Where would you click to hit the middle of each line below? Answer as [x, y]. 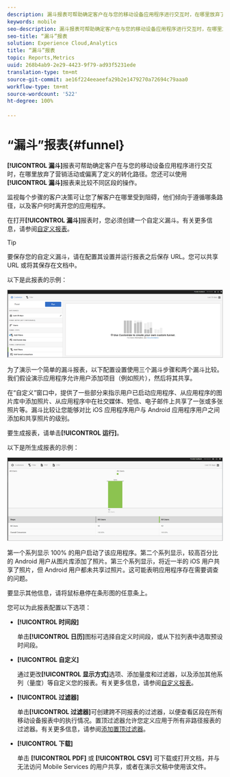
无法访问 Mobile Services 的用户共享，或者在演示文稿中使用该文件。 [113, 767]
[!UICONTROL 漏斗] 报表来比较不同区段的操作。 [74, 182]
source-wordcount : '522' [42, 94]
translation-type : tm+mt [42, 72]
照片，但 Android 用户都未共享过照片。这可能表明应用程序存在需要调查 [119, 570]
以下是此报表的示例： [37, 279]
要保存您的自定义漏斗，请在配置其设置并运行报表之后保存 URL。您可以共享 [113, 256]
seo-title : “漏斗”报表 [37, 36]
